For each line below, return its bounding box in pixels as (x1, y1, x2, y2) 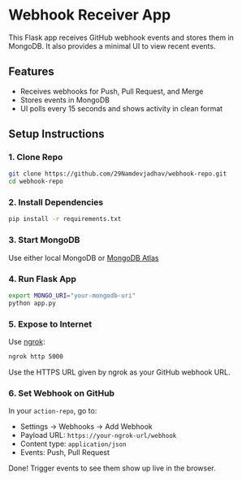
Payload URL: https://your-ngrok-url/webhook (19, 431, 177, 440)
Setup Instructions (8, 128, 105, 141)
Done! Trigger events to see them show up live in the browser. (8, 463, 217, 473)
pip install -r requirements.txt (8, 215, 122, 223)
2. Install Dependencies (8, 197, 104, 208)
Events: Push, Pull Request (19, 448, 110, 457)
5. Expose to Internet (8, 318, 92, 330)
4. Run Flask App (8, 273, 77, 284)
